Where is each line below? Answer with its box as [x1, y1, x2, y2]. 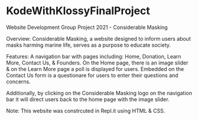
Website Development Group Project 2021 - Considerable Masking [6, 24, 168, 31]
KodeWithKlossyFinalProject [6, 4, 151, 18]
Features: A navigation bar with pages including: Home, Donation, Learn [6, 53, 181, 60]
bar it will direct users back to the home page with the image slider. [6, 96, 170, 103]
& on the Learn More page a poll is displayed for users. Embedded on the [6, 65, 184, 72]
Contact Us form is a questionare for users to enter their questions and [6, 72, 178, 79]
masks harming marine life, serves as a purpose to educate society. [6, 41, 171, 48]
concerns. [6, 78, 31, 85]
